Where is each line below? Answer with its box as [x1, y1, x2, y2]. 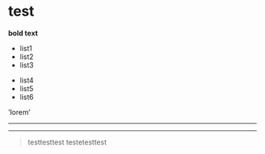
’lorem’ [8, 107, 31, 116]
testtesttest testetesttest [27, 137, 107, 147]
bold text [8, 28, 38, 38]
